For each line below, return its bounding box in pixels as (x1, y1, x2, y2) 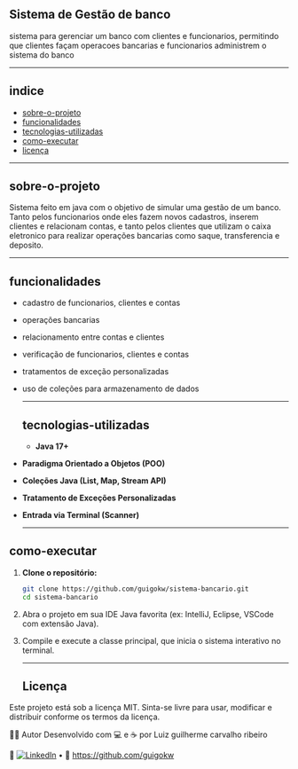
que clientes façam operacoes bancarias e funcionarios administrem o (9, 40, 267, 51)
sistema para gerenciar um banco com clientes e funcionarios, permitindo (9, 30, 279, 41)
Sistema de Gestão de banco (9, 7, 171, 22)
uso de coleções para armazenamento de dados (21, 383, 200, 394)
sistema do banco (9, 49, 74, 60)
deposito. (9, 239, 44, 251)
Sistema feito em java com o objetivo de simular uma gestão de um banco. (9, 202, 282, 213)
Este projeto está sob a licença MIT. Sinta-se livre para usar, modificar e (9, 702, 272, 713)
